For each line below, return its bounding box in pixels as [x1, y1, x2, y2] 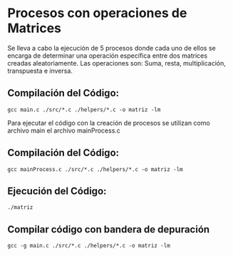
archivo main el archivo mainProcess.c [7, 126, 121, 135]
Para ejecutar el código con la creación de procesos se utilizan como [7, 118, 210, 127]
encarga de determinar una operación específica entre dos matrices [7, 51, 208, 60]
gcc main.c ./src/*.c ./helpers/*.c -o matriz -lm [7, 106, 161, 113]
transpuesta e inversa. [7, 66, 73, 75]
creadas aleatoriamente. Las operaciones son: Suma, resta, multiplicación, [7, 58, 227, 67]
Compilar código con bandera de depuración [7, 223, 210, 235]
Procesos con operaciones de [7, 5, 187, 21]
